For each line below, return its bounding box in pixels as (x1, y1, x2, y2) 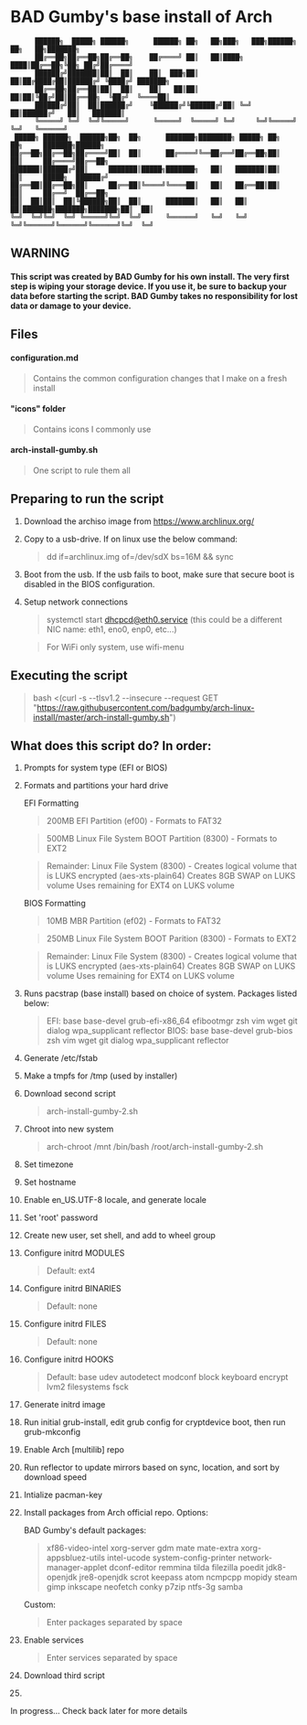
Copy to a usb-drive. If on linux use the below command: (23, 533, 238, 544)
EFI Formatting (23, 798, 79, 809)
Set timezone (23, 1159, 74, 1170)
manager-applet (46, 1562, 108, 1573)
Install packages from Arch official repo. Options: (23, 1507, 209, 1518)
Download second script (23, 1088, 117, 1099)
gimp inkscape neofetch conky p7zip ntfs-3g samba (46, 1581, 243, 1592)
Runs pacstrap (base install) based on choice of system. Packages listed (23, 988, 298, 999)
